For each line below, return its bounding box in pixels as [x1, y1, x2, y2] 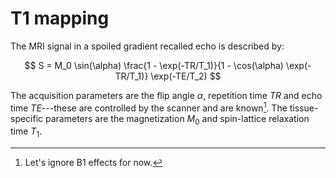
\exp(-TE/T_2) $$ [150, 70, 222, 82]
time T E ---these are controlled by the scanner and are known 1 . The [10, 100, 288, 114]
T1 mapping [10, 7, 110, 30]
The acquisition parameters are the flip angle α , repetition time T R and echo [10, 89, 323, 101]
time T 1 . [10, 125, 43, 140]
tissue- [289, 102, 319, 114]
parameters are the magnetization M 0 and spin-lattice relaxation [45, 112, 310, 127]
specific [10, 112, 44, 124]
